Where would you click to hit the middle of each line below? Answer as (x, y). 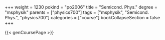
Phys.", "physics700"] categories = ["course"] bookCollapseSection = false (82, 18)
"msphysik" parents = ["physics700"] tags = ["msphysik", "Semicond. (77, 12)
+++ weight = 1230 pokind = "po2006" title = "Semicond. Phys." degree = (81, 7)
